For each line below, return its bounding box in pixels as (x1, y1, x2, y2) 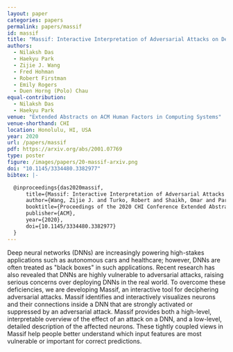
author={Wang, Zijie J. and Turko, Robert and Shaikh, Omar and (25, 197, 216, 204)
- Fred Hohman (13, 68, 54, 75)
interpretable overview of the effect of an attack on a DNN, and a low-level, (7, 315, 222, 323)
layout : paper (7, 10, 49, 17)
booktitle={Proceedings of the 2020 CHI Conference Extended (25, 203, 207, 210)
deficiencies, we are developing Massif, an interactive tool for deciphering (7, 285, 218, 294)
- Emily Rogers (13, 81, 58, 88)
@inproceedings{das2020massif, (13, 184, 104, 191)
